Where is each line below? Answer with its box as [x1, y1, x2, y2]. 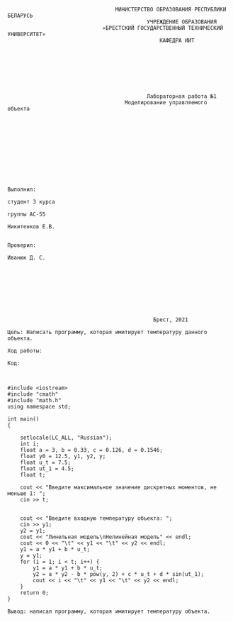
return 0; [20, 589, 50, 596]
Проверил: [7, 242, 37, 249]
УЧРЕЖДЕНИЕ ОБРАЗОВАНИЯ [147, 18, 217, 26]
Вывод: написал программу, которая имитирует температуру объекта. [7, 608, 211, 615]
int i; [20, 440, 40, 448]
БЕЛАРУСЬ [7, 12, 33, 19]
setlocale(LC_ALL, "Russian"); [20, 434, 113, 441]
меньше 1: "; [7, 490, 46, 497]
